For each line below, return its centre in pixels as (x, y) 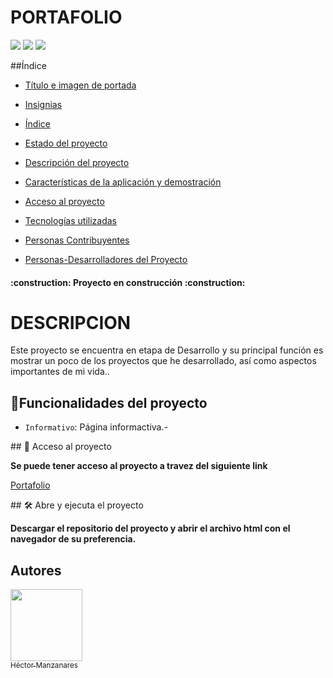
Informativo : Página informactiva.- (96, 427)
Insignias (43, 104)
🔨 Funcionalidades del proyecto (109, 402)
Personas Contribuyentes (77, 240)
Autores (36, 570)
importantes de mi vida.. (60, 372)
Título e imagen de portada (80, 85)
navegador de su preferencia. (73, 539)
